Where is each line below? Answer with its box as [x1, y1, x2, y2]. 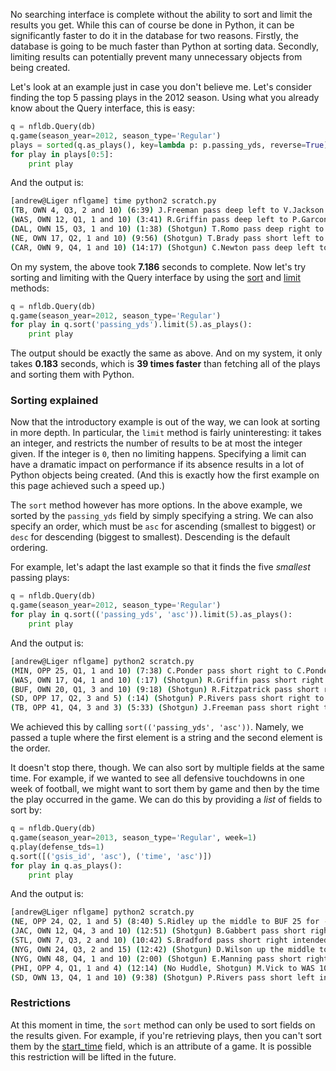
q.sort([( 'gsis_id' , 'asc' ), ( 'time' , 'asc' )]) [10, 851, 213, 861]
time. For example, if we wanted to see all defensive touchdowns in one [10, 772, 305, 784]
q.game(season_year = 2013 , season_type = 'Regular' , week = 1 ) [10, 833, 257, 843]
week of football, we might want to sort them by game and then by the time [10, 783, 320, 795]
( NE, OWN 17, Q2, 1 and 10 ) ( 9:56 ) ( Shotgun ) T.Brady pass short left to [10, 233, 325, 243]
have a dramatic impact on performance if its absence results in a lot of [10, 459, 305, 471]
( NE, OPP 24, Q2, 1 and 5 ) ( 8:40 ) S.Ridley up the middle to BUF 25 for [10, 917, 320, 927]
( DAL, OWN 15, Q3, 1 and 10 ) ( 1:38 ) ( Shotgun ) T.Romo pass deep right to [10, 224, 325, 234]
